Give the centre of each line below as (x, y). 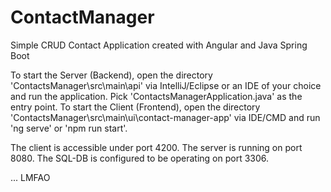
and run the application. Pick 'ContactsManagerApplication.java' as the (156, 96)
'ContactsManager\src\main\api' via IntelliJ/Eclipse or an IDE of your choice (166, 85)
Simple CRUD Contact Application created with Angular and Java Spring (159, 45)
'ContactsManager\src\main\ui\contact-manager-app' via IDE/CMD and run (165, 117)
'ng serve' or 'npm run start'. (69, 128)
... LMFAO (30, 177)
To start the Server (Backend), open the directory (111, 75)
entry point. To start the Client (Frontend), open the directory (135, 107)
